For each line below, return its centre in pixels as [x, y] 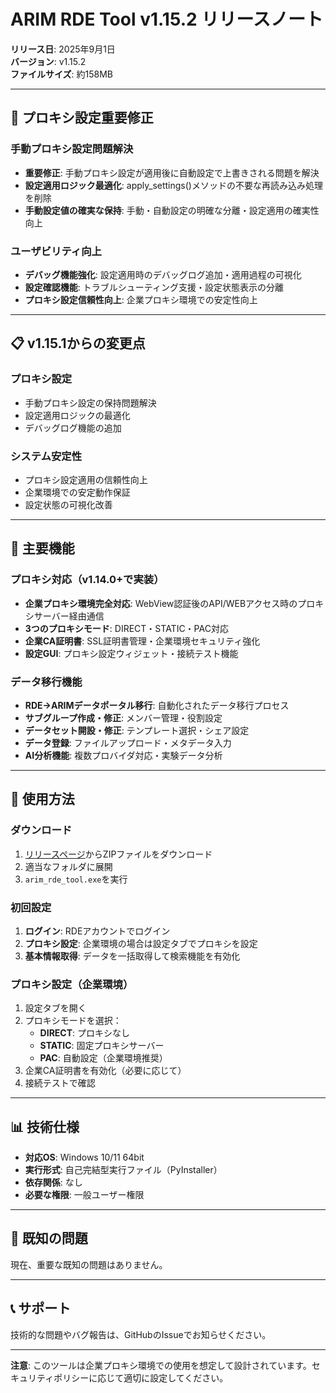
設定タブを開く [55, 1008]
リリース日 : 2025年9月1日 [63, 49]
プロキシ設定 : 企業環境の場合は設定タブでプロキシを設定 [141, 943]
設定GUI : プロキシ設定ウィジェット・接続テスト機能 [131, 653]
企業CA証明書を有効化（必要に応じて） [105, 1071]
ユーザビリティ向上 [56, 251]
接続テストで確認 [60, 1083]
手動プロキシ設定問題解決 [72, 149]
